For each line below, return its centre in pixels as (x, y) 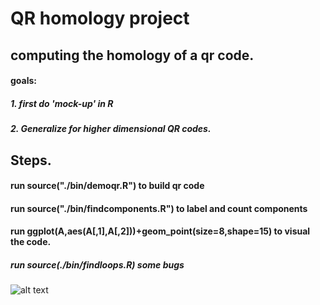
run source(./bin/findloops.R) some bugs (97, 264)
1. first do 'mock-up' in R (62, 103)
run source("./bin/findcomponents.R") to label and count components (159, 208)
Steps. (31, 160)
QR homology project (100, 18)
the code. (31, 242)
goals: (24, 81)
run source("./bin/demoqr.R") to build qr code (107, 186)
